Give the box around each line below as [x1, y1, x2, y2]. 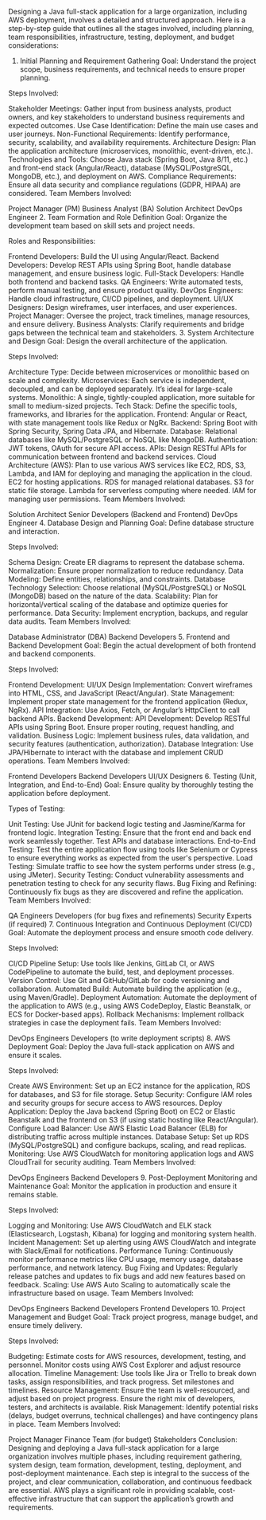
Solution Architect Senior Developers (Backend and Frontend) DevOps [8, 510, 238, 519]
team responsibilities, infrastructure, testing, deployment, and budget [8, 32, 235, 41]
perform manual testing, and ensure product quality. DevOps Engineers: [8, 286, 244, 295]
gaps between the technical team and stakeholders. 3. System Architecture [8, 328, 255, 337]
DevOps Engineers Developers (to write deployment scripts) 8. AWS [8, 1033, 231, 1043]
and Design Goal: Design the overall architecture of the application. [8, 336, 228, 346]
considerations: [8, 41, 60, 50]
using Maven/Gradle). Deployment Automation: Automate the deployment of [8, 993, 257, 1002]
